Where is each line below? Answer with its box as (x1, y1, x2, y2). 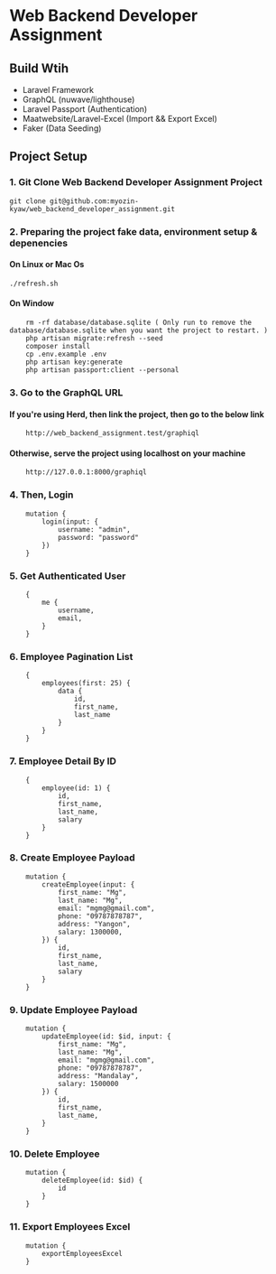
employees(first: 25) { (41, 679, 131, 688)
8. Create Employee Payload (9, 851, 135, 864)
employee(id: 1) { (41, 783, 111, 793)
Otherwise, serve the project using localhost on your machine (9, 448, 246, 459)
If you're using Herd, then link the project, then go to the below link (9, 408, 264, 420)
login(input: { (41, 516, 99, 526)
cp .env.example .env (25, 349, 106, 359)
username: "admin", (57, 525, 131, 534)
